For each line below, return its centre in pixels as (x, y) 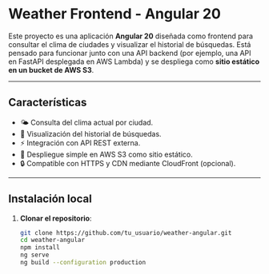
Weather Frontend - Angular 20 (115, 14)
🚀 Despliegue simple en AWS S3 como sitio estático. (106, 154)
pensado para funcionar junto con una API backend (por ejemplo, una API (130, 53)
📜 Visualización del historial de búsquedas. (90, 133)
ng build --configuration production (83, 263)
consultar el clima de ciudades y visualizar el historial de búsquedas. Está (130, 44)
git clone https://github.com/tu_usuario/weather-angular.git (126, 232)
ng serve (34, 255)
